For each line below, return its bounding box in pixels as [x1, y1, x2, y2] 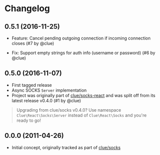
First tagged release [11, 82, 52, 88]
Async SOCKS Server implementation [11, 87, 87, 93]
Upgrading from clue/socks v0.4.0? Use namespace [16, 107, 121, 113]
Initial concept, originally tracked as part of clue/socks [11, 144, 121, 150]
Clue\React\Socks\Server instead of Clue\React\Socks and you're [16, 112, 147, 118]
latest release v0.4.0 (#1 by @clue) [11, 97, 81, 103]
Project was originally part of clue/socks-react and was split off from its [11, 92, 156, 98]
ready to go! [16, 117, 41, 123]
